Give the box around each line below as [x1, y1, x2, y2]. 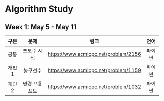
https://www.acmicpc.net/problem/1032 [47, 84, 142, 90]
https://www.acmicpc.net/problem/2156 [47, 51, 142, 57]
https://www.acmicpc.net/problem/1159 [47, 67, 142, 74]
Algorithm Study [5, 3, 74, 15]
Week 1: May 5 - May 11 [5, 23, 77, 31]
